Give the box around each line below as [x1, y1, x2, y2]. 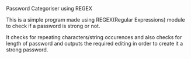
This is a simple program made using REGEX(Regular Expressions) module [6, 16, 185, 23]
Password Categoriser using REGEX [6, 5, 92, 12]
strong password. [6, 46, 48, 53]
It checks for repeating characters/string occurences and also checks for [6, 34, 182, 40]
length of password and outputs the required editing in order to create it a [6, 40, 183, 47]
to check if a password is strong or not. [6, 23, 100, 29]
